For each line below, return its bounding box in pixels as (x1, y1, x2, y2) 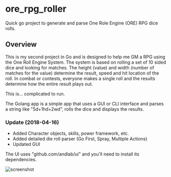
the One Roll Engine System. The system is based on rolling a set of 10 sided (5, 59, 166, 65)
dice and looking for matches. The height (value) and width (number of (5, 64, 155, 70)
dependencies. (5, 157, 37, 163)
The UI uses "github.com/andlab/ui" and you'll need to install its (5, 151, 139, 157)
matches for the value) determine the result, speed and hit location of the (5, 70, 159, 76)
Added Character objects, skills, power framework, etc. (12, 131, 129, 137)
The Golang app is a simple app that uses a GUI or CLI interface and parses (5, 100, 164, 107)
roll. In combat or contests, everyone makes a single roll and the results (5, 75, 156, 82)
